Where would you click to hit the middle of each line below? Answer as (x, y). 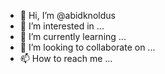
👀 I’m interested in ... (62, 26)
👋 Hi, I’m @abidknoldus (67, 15)
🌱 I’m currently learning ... (73, 36)
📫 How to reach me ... (66, 58)
